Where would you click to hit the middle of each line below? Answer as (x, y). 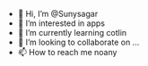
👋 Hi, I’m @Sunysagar (58, 14)
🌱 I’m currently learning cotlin (72, 33)
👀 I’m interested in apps (61, 23)
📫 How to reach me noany (67, 52)
